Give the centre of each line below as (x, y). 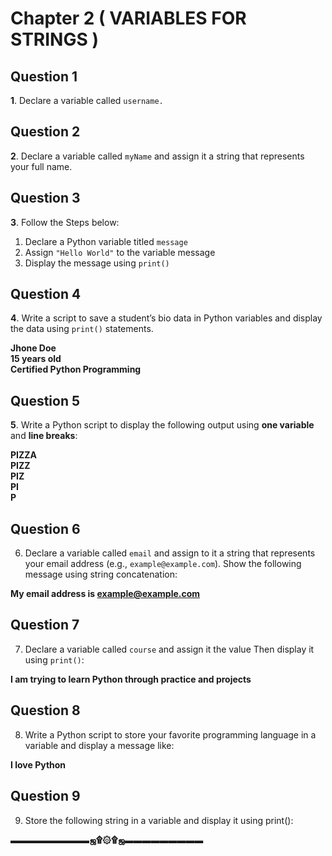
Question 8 (45, 710)
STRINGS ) (54, 39)
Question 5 (45, 400)
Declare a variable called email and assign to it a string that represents (170, 553)
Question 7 (45, 625)
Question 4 (46, 294)
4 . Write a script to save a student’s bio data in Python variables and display (166, 318)
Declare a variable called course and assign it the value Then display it (169, 649)
